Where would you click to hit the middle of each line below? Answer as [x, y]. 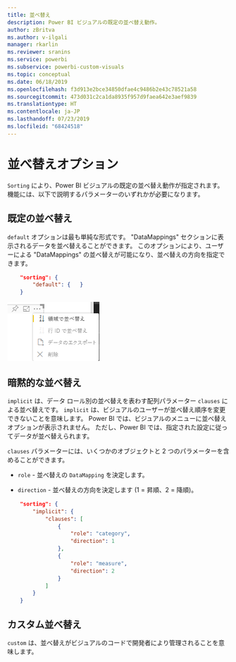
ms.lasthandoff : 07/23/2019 [49, 119]
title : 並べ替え [29, 15]
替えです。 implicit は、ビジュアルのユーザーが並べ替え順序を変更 [129, 410]
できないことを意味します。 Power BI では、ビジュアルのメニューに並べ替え [117, 418]
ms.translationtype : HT [42, 104]
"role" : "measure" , [99, 563]
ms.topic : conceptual [39, 74]
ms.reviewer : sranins [39, 52]
